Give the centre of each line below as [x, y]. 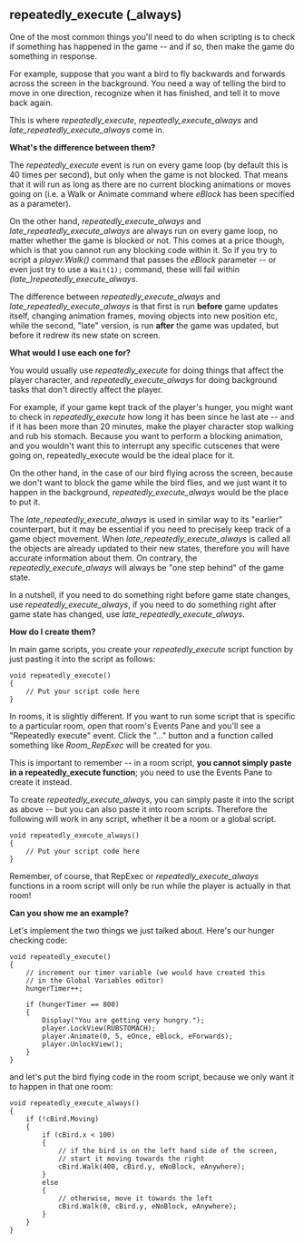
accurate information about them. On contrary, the [103, 558]
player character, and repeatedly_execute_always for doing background [143, 379]
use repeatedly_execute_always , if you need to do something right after [143, 604]
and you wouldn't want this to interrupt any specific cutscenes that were [145, 445]
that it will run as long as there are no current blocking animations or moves [150, 184]
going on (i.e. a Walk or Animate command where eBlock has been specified [152, 193]
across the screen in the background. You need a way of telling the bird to [147, 83]
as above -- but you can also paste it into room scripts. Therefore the [138, 809]
